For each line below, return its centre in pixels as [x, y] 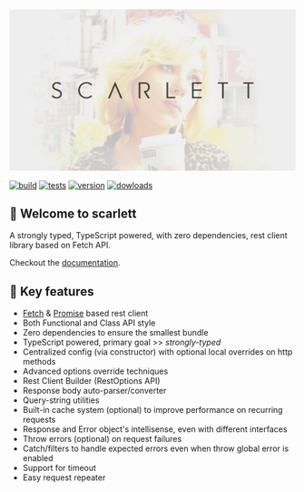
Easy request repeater [64, 477]
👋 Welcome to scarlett [73, 213]
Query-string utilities [61, 400]
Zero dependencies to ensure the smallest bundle [115, 333]
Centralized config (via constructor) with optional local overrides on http [157, 352]
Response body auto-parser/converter [94, 391]
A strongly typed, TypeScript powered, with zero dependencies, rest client [148, 236]
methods [39, 362]
